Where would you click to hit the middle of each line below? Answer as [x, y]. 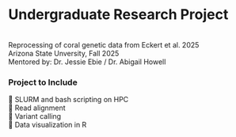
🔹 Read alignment [37, 108]
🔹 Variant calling [35, 116]
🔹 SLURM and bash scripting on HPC [69, 100]
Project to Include [43, 82]
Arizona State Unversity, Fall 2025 [64, 53]
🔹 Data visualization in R [48, 125]
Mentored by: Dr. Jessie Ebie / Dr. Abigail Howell [87, 62]
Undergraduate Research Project [118, 15]
